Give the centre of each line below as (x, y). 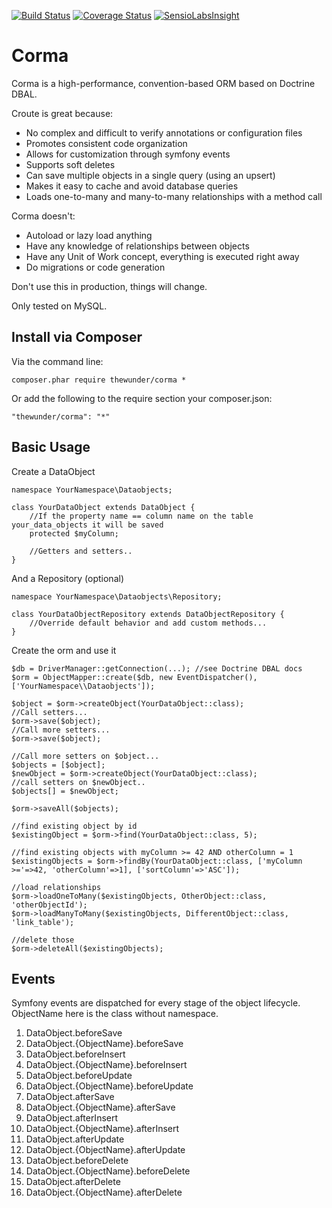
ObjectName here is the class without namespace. (115, 1014)
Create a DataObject (53, 471)
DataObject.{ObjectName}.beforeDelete (108, 1171)
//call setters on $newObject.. (78, 782)
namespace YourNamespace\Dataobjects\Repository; (117, 596)
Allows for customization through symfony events (128, 154)
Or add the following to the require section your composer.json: (142, 398)
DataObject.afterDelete (73, 1182)
